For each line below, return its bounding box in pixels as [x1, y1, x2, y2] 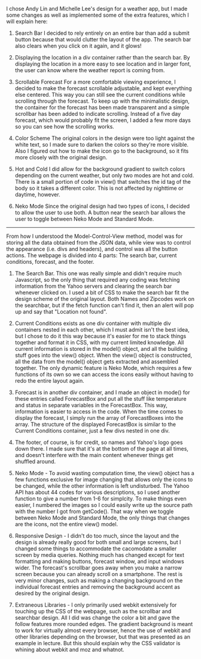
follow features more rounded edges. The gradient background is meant [14, 621, 193, 627]
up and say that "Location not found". [14, 308, 108, 315]
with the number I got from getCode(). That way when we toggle [14, 508, 174, 515]
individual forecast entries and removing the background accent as [14, 583, 181, 591]
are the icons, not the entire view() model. [14, 521, 118, 527]
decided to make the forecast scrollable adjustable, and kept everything [14, 85, 192, 92]
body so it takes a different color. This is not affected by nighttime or [14, 184, 184, 192]
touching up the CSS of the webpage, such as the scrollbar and [14, 608, 172, 615]
